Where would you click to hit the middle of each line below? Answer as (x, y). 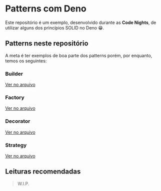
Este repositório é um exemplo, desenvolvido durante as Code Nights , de (81, 22)
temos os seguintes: (26, 61)
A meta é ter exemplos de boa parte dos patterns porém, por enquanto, (79, 55)
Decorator (18, 121)
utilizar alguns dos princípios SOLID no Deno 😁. (55, 27)
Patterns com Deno (46, 9)
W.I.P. (23, 184)
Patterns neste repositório (47, 44)
